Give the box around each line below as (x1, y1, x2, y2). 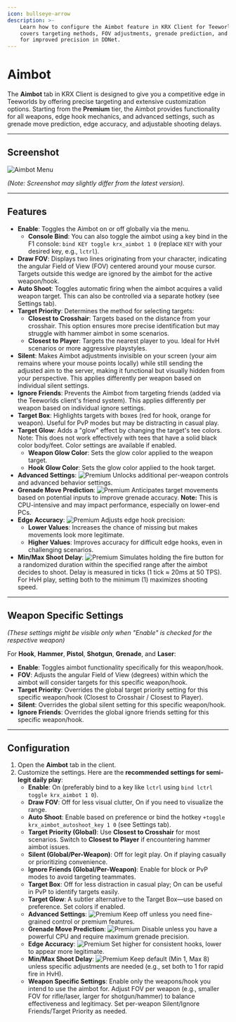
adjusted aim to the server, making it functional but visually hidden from (17, 366, 225, 374)
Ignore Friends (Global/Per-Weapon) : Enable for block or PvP (27, 865, 209, 874)
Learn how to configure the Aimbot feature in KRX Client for (20, 23, 206, 30)
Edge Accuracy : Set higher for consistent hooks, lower (27, 940, 222, 948)
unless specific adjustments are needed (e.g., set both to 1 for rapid (27, 962, 223, 971)
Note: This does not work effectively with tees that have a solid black (17, 433, 218, 442)
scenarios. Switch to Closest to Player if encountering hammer (27, 835, 211, 844)
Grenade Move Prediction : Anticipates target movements (17, 485, 218, 494)
